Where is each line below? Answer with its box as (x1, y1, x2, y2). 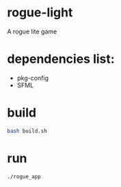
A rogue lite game (7, 27, 57, 35)
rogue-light (7, 5, 73, 20)
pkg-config (16, 74, 49, 82)
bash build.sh (7, 128, 48, 134)
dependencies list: (7, 51, 115, 67)
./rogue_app (7, 173, 41, 180)
